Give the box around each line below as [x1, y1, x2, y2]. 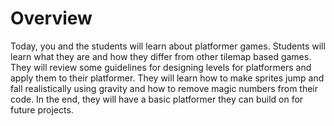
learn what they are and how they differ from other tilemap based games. [10, 50, 312, 62]
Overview [10, 7, 93, 30]
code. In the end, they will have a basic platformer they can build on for [10, 93, 304, 105]
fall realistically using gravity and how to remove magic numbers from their [10, 82, 319, 94]
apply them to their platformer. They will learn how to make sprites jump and [10, 72, 325, 84]
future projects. [10, 103, 74, 116]
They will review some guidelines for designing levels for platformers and [10, 61, 312, 73]
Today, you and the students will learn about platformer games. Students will [10, 40, 326, 52]
